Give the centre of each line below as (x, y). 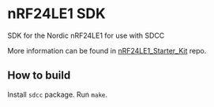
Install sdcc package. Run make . (58, 94)
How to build (39, 76)
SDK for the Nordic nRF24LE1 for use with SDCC (86, 35)
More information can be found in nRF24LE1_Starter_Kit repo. (107, 50)
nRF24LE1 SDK (56, 14)
